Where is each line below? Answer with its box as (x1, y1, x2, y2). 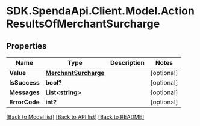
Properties (6, 41, 47, 51)
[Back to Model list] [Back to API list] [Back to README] (6, 113, 145, 121)
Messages (9, 88, 40, 97)
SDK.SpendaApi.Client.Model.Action (6, 4, 195, 18)
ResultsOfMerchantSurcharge (6, 17, 160, 31)
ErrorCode (9, 98, 40, 106)
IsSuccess (9, 79, 40, 86)
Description (110, 59, 145, 67)
